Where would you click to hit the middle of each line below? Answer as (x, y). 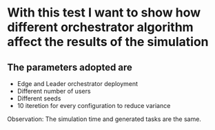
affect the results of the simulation (108, 42)
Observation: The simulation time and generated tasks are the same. (104, 119)
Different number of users (54, 91)
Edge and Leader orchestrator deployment (78, 84)
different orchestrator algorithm (101, 27)
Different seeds (39, 98)
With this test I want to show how (104, 13)
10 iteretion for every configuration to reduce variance (94, 106)
